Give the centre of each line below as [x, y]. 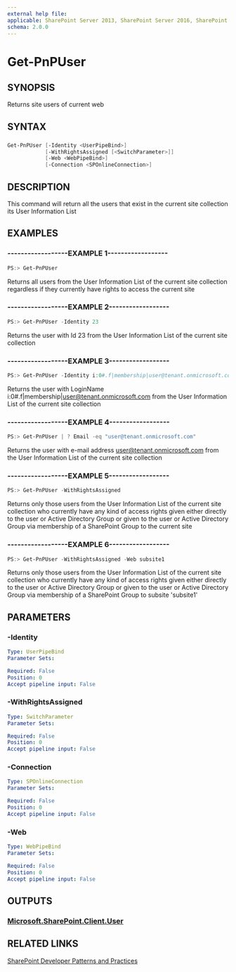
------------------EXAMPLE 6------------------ [88, 545]
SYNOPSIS [31, 88]
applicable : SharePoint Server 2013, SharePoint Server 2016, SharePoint [118, 20]
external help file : [38, 14]
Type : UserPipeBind [36, 652]
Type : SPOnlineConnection [45, 782]
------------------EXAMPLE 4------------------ [88, 422]
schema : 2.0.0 [28, 27]
